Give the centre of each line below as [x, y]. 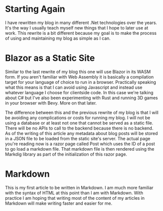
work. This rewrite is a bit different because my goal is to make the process [81, 33]
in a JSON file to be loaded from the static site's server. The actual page [78, 138]
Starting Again [35, 9]
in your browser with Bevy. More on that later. [51, 103]
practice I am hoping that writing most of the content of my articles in [75, 198]
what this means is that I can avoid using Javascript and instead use [74, 87]
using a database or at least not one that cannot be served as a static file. [79, 123]
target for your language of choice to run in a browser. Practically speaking [81, 82]
